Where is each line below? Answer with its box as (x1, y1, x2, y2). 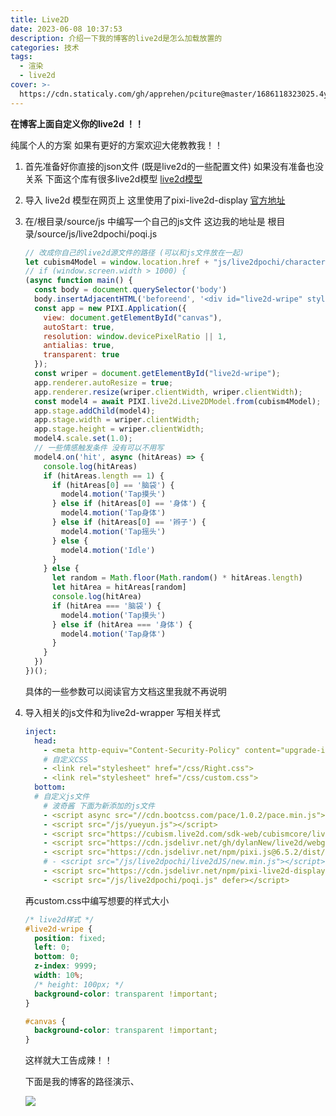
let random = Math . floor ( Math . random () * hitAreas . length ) (51, 573, 303, 583)
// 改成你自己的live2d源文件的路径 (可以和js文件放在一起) (24, 247, 245, 258)
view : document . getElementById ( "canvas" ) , (43, 312, 223, 323)
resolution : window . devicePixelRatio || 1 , (43, 331, 228, 341)
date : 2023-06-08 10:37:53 (10, 24, 123, 34)
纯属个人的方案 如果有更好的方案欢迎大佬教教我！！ (10, 139, 223, 151)
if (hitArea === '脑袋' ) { (51, 601, 162, 611)
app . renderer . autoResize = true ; (34, 377, 174, 388)
